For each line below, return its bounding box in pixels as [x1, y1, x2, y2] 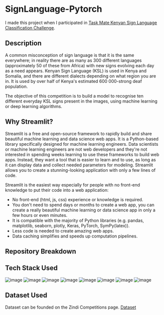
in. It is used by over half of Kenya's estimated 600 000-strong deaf [5, 78, 142, 84]
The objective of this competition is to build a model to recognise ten [5, 93, 143, 99]
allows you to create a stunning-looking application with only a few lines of [5, 167, 156, 173]
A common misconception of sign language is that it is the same [5, 52, 135, 58]
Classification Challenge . [5, 25, 55, 30]
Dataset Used [5, 291, 47, 300]
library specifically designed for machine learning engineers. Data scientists [5, 141, 159, 147]
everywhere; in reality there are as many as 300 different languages [5, 57, 142, 63]
